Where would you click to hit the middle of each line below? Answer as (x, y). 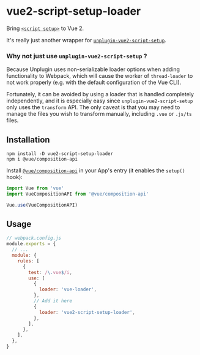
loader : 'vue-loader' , (68, 289)
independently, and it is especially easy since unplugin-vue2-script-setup (100, 101)
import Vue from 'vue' (35, 188)
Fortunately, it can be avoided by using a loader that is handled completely (100, 94)
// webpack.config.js (34, 238)
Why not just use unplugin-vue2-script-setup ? (77, 56)
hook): (14, 177)
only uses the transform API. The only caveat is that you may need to (93, 107)
